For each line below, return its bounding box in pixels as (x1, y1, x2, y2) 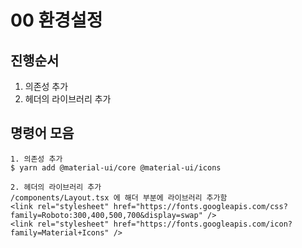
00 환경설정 (10, 9, 103, 32)
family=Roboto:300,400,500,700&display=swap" (10, 210, 203, 220)
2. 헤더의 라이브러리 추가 (10, 182, 102, 192)
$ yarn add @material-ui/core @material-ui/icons (10, 162, 222, 173)
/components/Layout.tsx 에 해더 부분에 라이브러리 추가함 (10, 192, 228, 203)
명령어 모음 (10, 125, 75, 142)
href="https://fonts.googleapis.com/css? (113, 201, 288, 211)
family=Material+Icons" (10, 227, 110, 238)
